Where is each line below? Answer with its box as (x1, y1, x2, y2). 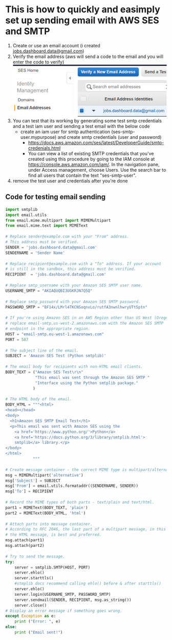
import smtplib (5, 207, 38, 212)
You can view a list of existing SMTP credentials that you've (28, 151, 154, 156)
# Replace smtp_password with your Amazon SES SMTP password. (5, 299, 141, 304)
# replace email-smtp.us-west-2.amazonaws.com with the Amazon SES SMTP (5, 321, 164, 326)
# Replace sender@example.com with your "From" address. (5, 234, 130, 240)
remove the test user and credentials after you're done (12, 178, 128, 184)
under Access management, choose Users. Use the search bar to (28, 167, 166, 173)
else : (5, 625, 17, 630)
